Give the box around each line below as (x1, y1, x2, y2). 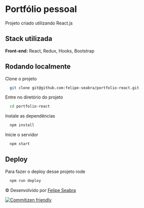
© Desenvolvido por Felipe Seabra (5, 187, 76, 193)
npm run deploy (9, 178, 41, 183)
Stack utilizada (5, 34, 52, 43)
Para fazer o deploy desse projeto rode (5, 168, 86, 174)
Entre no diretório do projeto (5, 94, 63, 100)
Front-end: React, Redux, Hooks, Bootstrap (5, 47, 95, 53)
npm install (9, 122, 35, 128)
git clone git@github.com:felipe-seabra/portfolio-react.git (9, 85, 140, 90)
